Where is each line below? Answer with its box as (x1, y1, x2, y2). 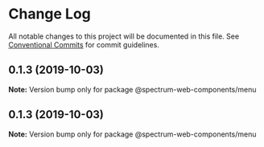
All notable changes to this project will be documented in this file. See (8, 31, 240, 41)
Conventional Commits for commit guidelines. (8, 39, 159, 49)
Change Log (8, 5, 91, 23)
